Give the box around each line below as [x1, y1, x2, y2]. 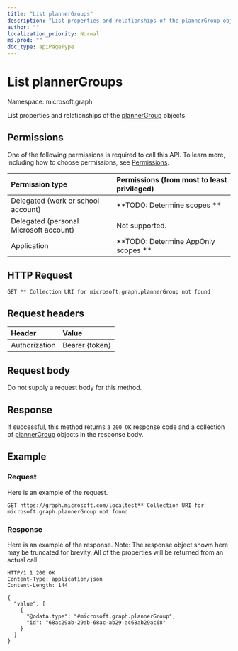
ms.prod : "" [7, 37, 42, 44]
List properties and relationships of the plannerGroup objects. [7, 111, 187, 119]
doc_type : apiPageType [7, 43, 74, 50]
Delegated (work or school [11, 196, 100, 206]
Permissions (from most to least [116, 174, 227, 184]
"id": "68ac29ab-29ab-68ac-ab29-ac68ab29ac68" [25, 618, 166, 626]
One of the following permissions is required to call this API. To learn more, [7, 150, 226, 159]
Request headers [7, 307, 85, 319]
